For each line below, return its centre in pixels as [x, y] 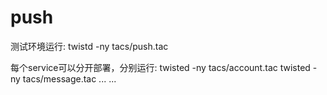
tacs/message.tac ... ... [69, 78]
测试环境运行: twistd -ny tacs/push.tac [89, 46]
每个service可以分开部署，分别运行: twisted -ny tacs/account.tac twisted [160, 67]
